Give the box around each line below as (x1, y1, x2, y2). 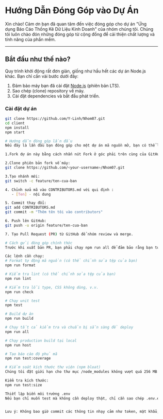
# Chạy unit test (5, 298, 40, 303)
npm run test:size (5, 383, 42, 387)
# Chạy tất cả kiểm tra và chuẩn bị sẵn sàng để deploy (5, 325, 133, 330)
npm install (5, 125, 29, 130)
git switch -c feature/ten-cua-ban (5, 178, 77, 183)
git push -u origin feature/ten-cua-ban (5, 223, 88, 228)
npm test (5, 303, 23, 308)
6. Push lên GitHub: (5, 219, 47, 223)
